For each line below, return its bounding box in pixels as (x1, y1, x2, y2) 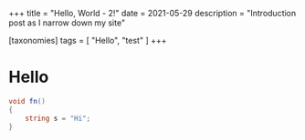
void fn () (8, 96, 47, 105)
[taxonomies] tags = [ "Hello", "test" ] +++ (8, 35, 167, 45)
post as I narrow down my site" (8, 17, 125, 28)
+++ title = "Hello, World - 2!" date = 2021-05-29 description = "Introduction (8, 8, 297, 18)
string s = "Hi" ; (25, 114, 91, 123)
